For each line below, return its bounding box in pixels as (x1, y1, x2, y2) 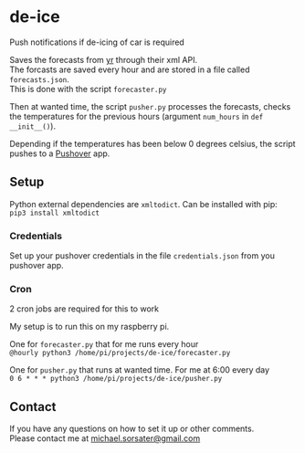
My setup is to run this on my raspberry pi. (9, 321, 170, 332)
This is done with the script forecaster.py (9, 83, 167, 94)
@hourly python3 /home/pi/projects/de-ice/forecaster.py (9, 349, 231, 358)
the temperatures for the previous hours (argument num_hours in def (9, 111, 264, 121)
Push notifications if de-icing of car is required (9, 37, 184, 47)
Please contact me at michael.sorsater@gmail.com (9, 433, 201, 444)
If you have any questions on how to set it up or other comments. (9, 423, 255, 435)
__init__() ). (9, 121, 57, 132)
